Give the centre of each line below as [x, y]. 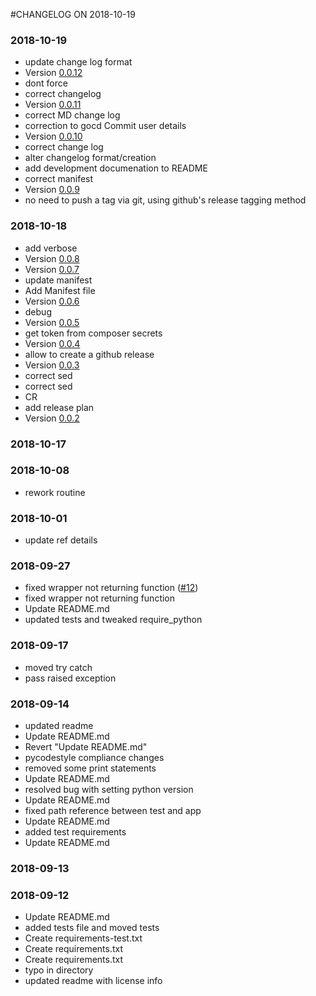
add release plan [59, 407]
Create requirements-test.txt [83, 938]
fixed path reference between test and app [113, 810]
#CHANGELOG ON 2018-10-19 [73, 14]
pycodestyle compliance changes [94, 757]
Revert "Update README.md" [86, 747]
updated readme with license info [93, 981]
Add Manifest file [60, 290]
